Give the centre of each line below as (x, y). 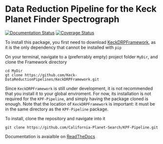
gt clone (14, 75)
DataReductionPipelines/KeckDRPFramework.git (52, 79)
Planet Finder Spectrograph (62, 19)
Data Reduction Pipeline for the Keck (81, 9)
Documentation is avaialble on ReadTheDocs (50, 136)
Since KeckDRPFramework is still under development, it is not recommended (79, 88)
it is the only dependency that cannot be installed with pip (63, 47)
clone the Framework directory (36, 62)
